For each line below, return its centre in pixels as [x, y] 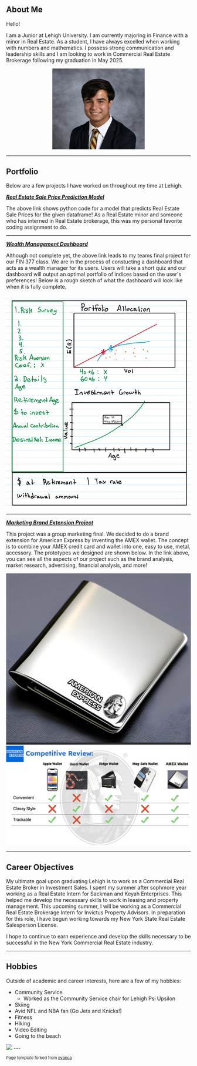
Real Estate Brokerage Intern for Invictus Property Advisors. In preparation [96, 912]
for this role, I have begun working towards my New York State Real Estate [96, 918]
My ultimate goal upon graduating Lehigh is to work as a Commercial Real [95, 881]
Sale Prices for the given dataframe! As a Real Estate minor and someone [94, 215]
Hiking [22, 1023]
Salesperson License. [32, 925]
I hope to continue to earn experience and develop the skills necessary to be [99, 936]
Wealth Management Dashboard [47, 244]
